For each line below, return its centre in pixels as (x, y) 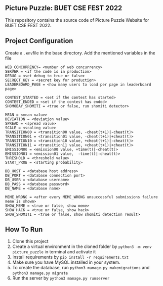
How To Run (24, 230)
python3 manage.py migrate (40, 273)
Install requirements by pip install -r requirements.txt (70, 257)
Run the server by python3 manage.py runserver (61, 278)
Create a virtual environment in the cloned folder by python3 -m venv (82, 246)
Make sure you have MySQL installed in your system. (66, 262)
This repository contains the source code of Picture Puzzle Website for (77, 20)
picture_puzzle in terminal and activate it (54, 252)
